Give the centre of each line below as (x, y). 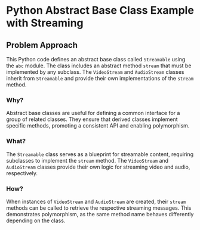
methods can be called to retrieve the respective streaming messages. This (99, 208)
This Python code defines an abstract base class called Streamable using (96, 59)
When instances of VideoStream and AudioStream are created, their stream (96, 201)
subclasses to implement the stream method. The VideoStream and (87, 160)
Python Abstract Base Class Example (100, 10)
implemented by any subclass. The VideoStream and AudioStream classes (95, 72)
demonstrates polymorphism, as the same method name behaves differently (100, 214)
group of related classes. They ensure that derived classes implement (92, 119)
